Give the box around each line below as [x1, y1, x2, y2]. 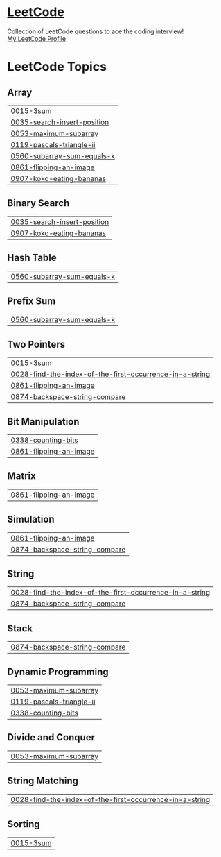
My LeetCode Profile [7, 34, 67, 42]
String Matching [7, 775, 78, 787]
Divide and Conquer [7, 731, 96, 743]
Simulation [7, 514, 55, 525]
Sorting [7, 818, 40, 830]
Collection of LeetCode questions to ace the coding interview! [7, 27, 184, 35]
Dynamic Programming [7, 665, 109, 677]
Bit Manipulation [7, 416, 80, 427]
